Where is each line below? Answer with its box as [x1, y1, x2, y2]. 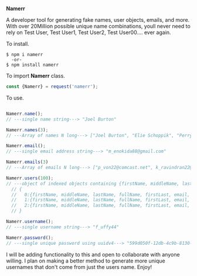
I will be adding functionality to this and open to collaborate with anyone [6, 251, 180, 258]
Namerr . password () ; [6, 235, 54, 241]
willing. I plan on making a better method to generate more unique [6, 257, 165, 264]
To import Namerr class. [6, 72, 66, 79]
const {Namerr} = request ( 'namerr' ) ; [6, 84, 98, 89]
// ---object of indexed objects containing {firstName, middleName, [6, 181, 180, 187]
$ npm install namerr [6, 62, 59, 68]
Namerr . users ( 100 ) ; [6, 175, 54, 181]
